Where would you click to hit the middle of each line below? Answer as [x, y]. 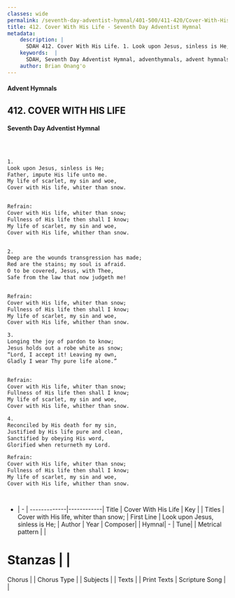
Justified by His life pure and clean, [65, 432]
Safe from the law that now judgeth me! [67, 278]
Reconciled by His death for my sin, [62, 425]
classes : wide [28, 14]
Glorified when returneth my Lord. [59, 445]
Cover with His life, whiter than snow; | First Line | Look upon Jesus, [115, 517]
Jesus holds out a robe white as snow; [65, 348]
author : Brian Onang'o [53, 66]
